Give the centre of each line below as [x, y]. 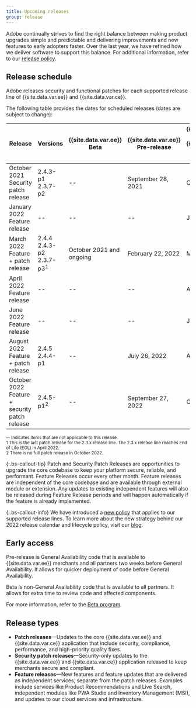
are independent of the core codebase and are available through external [94, 482]
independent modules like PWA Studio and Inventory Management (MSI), [102, 693]
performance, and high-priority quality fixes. [68, 650]
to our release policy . [31, 58]
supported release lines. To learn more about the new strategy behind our [95, 519]
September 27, [148, 398]
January [20, 207]
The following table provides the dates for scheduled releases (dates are [93, 108]
